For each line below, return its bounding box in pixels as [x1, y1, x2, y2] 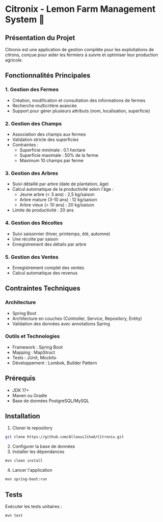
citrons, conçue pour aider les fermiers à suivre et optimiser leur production [5, 52, 158, 58]
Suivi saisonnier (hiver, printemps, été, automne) [12, 231, 110, 237]
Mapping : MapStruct [12, 349, 55, 355]
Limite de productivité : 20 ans [12, 207, 74, 213]
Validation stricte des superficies [12, 137, 79, 142]
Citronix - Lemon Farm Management [5, 3, 156, 15]
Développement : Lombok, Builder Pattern [12, 360, 97, 366]
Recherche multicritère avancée [12, 103, 77, 108]
